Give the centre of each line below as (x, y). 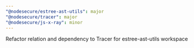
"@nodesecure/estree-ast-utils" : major (55, 11)
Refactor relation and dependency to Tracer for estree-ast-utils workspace (97, 39)
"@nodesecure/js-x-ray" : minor (44, 22)
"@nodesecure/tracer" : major (42, 17)
